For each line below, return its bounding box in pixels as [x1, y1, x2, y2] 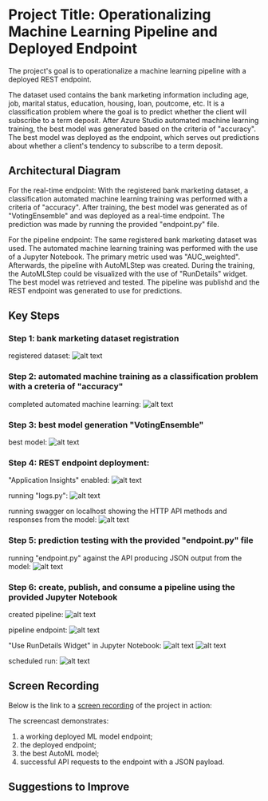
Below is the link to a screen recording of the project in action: [8, 700, 213, 710]
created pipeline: [8, 609, 64, 619]
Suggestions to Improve [8, 780, 130, 794]
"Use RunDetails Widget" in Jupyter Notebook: [8, 640, 162, 650]
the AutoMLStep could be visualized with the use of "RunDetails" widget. [8, 269, 248, 278]
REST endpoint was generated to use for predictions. [8, 285, 183, 295]
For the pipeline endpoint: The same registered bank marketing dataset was [8, 234, 258, 245]
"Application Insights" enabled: [8, 476, 110, 485]
